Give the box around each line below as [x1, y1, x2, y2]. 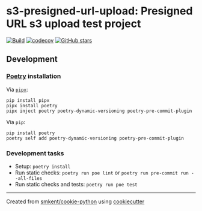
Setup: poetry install [14, 162, 71, 170]
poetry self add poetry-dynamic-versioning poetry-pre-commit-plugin [6, 135, 185, 141]
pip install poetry [6, 130, 55, 136]
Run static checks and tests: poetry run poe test [14, 180, 138, 188]
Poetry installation [6, 72, 61, 80]
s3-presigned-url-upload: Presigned [6, 4, 193, 18]
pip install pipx [6, 97, 50, 103]
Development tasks [6, 149, 64, 157]
